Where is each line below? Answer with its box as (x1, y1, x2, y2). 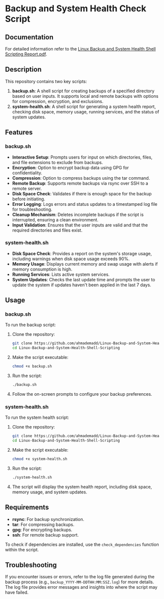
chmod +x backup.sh (12, 364, 52, 369)
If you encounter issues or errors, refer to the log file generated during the (5, 574, 155, 580)
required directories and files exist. (12, 227, 83, 233)
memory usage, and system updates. (12, 489, 87, 495)
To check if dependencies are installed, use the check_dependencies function (5, 541, 159, 547)
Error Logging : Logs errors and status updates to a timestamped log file (12, 201, 158, 207)
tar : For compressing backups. (12, 521, 75, 527)
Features (5, 128, 33, 136)
